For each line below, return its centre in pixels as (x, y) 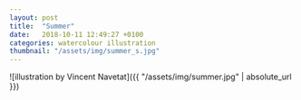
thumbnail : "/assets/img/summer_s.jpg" (85, 51)
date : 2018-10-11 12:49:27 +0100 (77, 34)
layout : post (34, 18)
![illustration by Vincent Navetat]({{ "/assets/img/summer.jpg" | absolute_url (150, 77)
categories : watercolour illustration (83, 43)
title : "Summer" (42, 26)
